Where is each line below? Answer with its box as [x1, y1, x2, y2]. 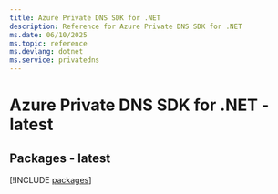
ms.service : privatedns [9, 56, 100, 65]
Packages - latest [9, 150, 111, 166]
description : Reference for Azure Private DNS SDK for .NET [9, 22, 243, 31]
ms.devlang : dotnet [9, 47, 84, 56]
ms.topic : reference [9, 38, 88, 48]
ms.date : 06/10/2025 [9, 30, 88, 39]
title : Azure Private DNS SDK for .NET [9, 13, 161, 23]
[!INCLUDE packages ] [9, 175, 92, 185]
